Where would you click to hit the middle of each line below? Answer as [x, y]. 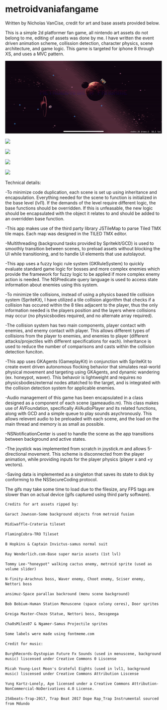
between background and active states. [46, 439]
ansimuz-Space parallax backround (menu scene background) [68, 594]
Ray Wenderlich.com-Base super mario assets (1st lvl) [63, 554]
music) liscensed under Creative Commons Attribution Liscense [72, 674]
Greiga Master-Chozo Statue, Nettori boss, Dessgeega [62, 614]
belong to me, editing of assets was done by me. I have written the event [80, 38]
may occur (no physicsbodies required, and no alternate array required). [79, 316]
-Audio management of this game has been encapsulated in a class [74, 397]
